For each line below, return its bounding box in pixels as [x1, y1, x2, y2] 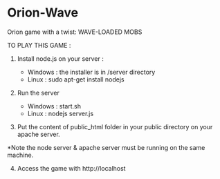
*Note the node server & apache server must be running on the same [7, 143, 205, 151]
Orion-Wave [7, 5, 78, 21]
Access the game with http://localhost [17, 164, 126, 172]
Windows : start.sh [27, 102, 82, 110]
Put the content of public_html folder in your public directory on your [17, 122, 213, 131]
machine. [7, 151, 34, 159]
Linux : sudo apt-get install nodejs [27, 75, 125, 84]
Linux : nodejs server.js [27, 109, 94, 117]
